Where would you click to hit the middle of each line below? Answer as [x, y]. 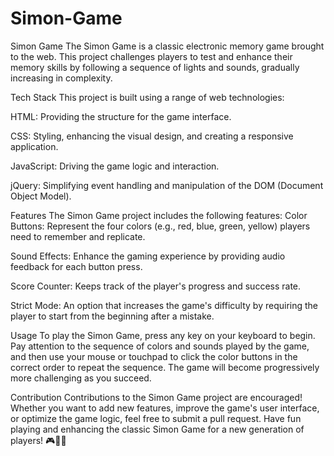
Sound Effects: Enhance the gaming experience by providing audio [148, 256]
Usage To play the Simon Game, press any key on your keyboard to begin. [163, 335]
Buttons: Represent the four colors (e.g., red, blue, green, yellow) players [160, 226]
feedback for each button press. [76, 266]
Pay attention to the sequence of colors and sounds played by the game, [160, 346]
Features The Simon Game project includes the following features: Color [159, 215]
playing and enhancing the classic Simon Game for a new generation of [157, 429]
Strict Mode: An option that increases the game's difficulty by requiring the [164, 305]
